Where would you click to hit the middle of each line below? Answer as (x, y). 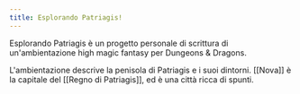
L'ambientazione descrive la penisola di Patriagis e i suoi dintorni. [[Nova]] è (150, 70)
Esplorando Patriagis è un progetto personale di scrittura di (119, 43)
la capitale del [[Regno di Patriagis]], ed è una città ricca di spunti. (132, 79)
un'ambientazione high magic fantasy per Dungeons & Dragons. (128, 52)
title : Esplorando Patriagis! (66, 17)
